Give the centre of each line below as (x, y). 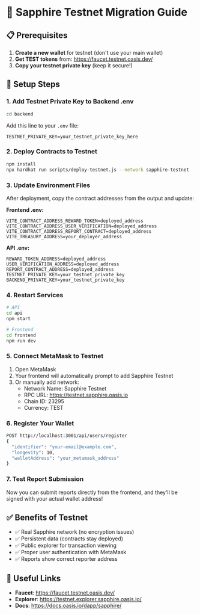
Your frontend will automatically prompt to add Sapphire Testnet (94, 375)
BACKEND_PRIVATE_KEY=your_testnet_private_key (65, 280)
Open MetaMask (35, 369)
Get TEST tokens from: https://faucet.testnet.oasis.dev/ (84, 59)
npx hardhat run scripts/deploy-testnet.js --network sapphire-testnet (98, 170)
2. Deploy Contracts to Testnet (52, 152)
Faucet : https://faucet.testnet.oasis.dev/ (65, 593)
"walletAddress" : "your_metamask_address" (65, 458)
